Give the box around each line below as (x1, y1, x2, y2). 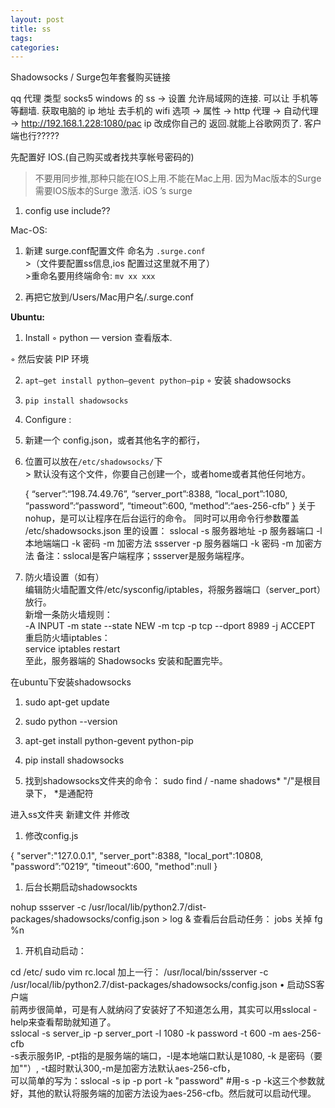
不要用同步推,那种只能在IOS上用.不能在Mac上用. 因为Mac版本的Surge (34, 172, 322, 185)
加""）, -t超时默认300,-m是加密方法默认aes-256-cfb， (10, 1062, 236, 1075)
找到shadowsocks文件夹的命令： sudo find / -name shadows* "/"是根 (24, 775, 313, 787)
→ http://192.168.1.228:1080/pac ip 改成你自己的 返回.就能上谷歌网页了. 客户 (10, 117, 322, 130)
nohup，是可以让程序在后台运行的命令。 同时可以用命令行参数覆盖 (24, 512, 300, 525)
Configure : (24, 414, 72, 426)
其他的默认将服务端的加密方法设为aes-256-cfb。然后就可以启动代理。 (27, 1087, 317, 1100)
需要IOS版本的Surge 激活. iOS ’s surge (34, 185, 193, 197)
